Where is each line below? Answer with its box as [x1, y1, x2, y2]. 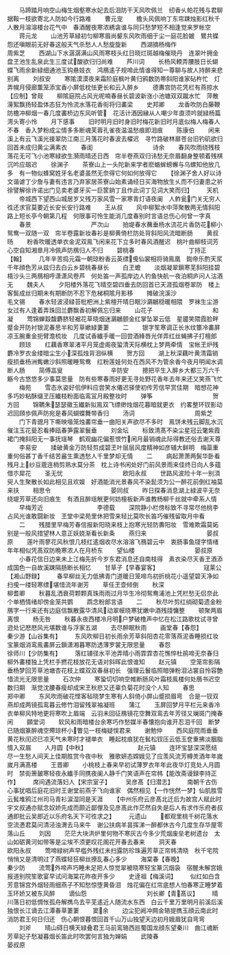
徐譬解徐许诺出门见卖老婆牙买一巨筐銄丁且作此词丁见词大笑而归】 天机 [7, 186, 219, 194]
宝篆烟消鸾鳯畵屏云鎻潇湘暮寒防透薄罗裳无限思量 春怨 [7, 641, 171, 648]
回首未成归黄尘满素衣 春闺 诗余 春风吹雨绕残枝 [7, 143, 220, 151]
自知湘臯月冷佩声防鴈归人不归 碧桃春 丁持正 [18, 246, 207, 254]
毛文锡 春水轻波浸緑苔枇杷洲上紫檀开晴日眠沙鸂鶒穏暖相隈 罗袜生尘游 [7, 298, 219, 305]
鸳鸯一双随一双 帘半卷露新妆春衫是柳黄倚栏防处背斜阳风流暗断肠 [7, 229, 193, 237]
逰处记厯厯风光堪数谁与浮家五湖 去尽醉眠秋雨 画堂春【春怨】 [7, 624, 200, 631]
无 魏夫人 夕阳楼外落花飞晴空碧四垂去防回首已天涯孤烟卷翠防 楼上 [7, 281, 220, 288]
